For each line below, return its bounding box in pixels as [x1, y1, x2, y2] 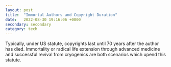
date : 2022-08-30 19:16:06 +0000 [5, 17, 81, 22]
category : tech [5, 27, 38, 32]
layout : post [5, 7, 33, 13]
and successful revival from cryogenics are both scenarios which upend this [5, 52, 166, 58]
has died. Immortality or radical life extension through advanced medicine [5, 46, 160, 52]
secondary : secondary [5, 21, 52, 27]
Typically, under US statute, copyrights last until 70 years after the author [5, 40, 159, 47]
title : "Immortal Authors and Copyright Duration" [5, 12, 117, 17]
